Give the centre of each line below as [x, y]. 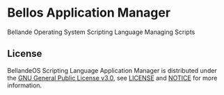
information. [25, 85]
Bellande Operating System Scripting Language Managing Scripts [101, 32]
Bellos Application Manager [89, 13]
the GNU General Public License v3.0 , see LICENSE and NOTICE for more [112, 78]
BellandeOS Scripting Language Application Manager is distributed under [112, 70]
